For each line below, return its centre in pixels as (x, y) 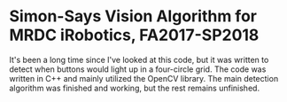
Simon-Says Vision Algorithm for (133, 16)
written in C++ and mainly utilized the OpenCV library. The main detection (144, 78)
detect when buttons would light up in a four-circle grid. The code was (138, 69)
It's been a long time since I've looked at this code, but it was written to (139, 59)
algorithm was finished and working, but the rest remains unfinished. (134, 88)
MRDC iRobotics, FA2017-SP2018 (134, 35)
